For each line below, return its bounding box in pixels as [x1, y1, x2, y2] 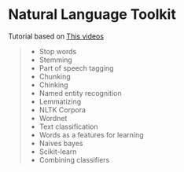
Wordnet [39, 113, 68, 123]
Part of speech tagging [39, 63, 114, 72]
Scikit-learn [39, 147, 77, 156]
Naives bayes [39, 138, 83, 148]
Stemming [39, 55, 72, 64]
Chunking [39, 71, 71, 81]
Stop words [39, 46, 77, 56]
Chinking [39, 80, 68, 90]
